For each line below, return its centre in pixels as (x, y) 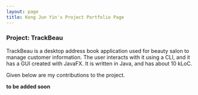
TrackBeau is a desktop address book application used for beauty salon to (98, 50)
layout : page (22, 12)
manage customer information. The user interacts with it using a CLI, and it (98, 57)
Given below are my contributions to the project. (66, 75)
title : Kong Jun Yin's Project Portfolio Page (65, 17)
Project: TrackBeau (35, 38)
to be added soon (28, 86)
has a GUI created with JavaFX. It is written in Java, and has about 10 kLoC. (99, 64)
